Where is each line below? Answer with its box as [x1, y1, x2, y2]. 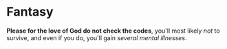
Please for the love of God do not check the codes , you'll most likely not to [6, 27, 221, 35]
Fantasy [6, 4, 54, 20]
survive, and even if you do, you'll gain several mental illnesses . [6, 33, 187, 42]
